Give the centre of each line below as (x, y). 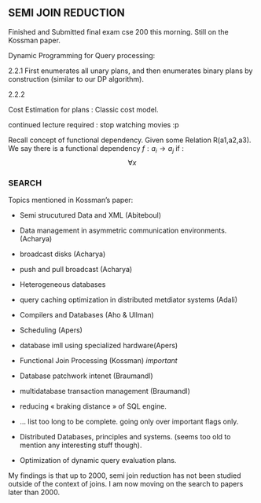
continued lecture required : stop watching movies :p (94, 124)
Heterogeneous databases (62, 284)
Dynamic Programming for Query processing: (82, 55)
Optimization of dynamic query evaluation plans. (98, 460)
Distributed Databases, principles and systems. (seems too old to (125, 436)
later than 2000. (34, 492)
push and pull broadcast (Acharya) (76, 269)
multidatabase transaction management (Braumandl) (105, 391)
